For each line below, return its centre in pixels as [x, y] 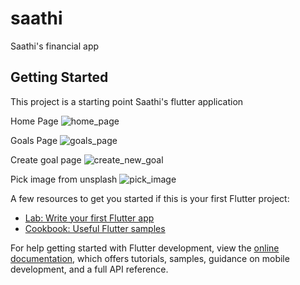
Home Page [34, 121]
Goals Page [34, 140]
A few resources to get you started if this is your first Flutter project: [150, 198]
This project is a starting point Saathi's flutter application [127, 101]
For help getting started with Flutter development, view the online [145, 248]
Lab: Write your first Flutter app [89, 218]
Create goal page [46, 159]
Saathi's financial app [55, 46]
